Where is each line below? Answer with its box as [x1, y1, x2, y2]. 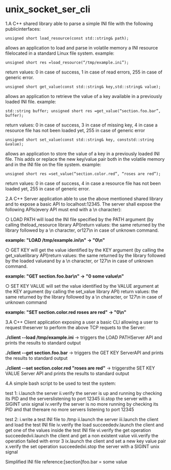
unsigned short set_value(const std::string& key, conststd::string [5, 137, 154, 142]
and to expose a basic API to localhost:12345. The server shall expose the [5, 201, 161, 207]
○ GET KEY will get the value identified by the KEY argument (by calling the [5, 246, 164, 253]
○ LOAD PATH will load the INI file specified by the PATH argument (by [5, 216, 154, 222]
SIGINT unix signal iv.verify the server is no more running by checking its [5, 401, 159, 407]
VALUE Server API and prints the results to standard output [5, 370, 129, 376]
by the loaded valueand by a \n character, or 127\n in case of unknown [5, 258, 154, 264]
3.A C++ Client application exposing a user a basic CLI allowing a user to [5, 319, 158, 325]
